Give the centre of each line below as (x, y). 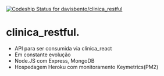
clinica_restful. (43, 32)
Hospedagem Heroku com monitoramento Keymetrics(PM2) (86, 67)
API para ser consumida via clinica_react (63, 48)
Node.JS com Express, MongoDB (54, 60)
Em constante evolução (42, 55)
